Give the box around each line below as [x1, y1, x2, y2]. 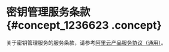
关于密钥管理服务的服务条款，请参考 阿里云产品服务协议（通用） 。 [6, 39, 167, 46]
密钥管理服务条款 [6, 5, 91, 19]
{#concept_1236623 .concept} [6, 19, 162, 32]
